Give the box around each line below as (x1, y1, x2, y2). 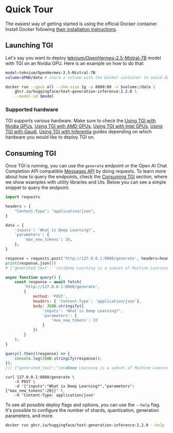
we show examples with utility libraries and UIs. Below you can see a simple (5, 179, 166, 185)
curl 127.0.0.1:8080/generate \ (5, 375, 75, 380)
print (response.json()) (5, 261, 57, 266)
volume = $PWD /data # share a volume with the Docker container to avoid (5, 75, 162, 80)
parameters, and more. (5, 413, 54, 419)
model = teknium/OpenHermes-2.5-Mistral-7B (5, 70, 96, 75)
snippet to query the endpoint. (5, 184, 70, 191)
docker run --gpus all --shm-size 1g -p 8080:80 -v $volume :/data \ (5, 84, 155, 90)
